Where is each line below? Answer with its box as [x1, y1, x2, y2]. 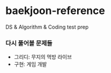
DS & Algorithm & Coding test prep [5, 23, 89, 30]
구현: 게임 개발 [13, 61, 47, 68]
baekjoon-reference [5, 4, 106, 18]
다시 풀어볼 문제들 [5, 39, 53, 47]
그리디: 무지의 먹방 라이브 [13, 54, 72, 61]
